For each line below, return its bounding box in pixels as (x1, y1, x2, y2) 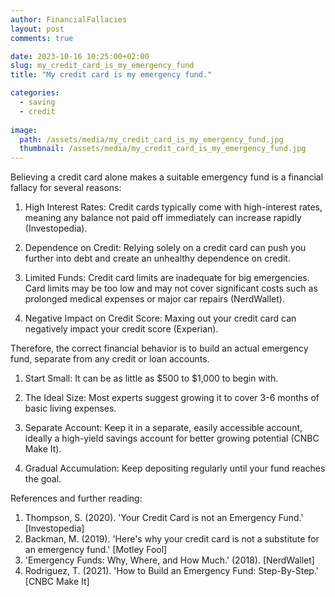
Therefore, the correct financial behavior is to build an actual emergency (10, 342, 309, 355)
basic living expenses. (24, 402, 117, 415)
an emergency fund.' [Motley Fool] (24, 544, 168, 556)
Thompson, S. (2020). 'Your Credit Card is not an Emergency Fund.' (24, 512, 304, 524)
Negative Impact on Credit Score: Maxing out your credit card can (24, 312, 297, 325)
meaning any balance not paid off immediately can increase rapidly (24, 212, 302, 224)
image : (10, 125, 38, 135)
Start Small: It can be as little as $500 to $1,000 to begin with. (24, 372, 279, 385)
